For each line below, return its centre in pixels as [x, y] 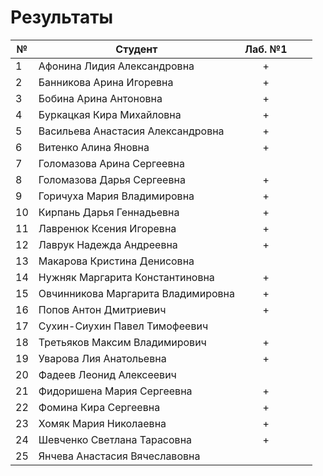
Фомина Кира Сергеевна [99, 407]
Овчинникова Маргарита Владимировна [136, 293]
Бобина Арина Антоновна [100, 98]
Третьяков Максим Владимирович [122, 342]
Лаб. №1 [266, 49]
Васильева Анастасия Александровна [131, 131]
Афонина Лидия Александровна [116, 66]
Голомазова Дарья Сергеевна [112, 179]
